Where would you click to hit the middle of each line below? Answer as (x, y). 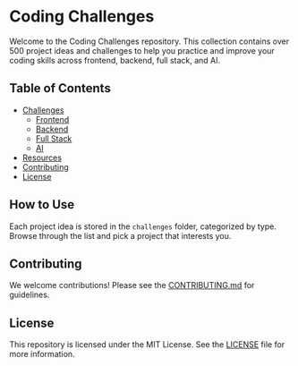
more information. (42, 354)
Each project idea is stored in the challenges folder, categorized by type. (143, 226)
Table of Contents (60, 88)
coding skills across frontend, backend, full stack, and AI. (115, 60)
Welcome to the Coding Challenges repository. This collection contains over (149, 41)
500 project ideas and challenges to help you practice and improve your (142, 50)
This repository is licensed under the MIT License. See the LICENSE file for (147, 345)
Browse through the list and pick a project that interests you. (120, 235)
